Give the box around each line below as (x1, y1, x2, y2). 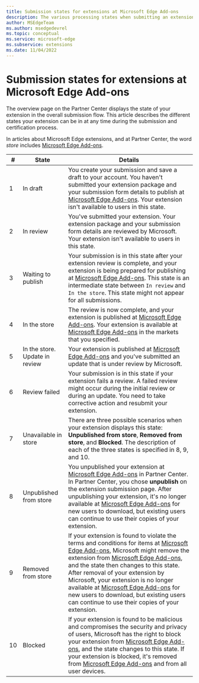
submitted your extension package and (68, 180, 176, 188)
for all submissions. (68, 296, 123, 304)
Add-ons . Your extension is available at (68, 320, 178, 329)
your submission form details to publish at (68, 188, 185, 196)
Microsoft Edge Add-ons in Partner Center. (68, 470, 188, 478)
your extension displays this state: (68, 423, 163, 431)
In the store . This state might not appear (68, 288, 185, 297)
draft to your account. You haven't (68, 173, 163, 181)
